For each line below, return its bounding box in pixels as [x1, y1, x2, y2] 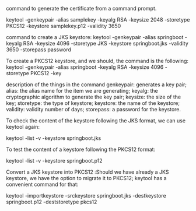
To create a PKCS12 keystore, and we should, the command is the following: [6, 58, 188, 64]
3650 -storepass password [6, 46, 72, 53]
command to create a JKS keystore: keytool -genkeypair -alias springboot [6, 34, 184, 40]
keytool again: [6, 124, 40, 130]
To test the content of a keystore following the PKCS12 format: [6, 146, 156, 153]
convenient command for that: [6, 181, 79, 188]
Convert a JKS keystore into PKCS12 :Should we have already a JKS [6, 168, 169, 175]
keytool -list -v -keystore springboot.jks [6, 135, 101, 142]
